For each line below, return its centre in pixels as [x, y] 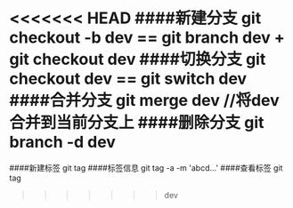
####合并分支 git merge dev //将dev [145, 101]
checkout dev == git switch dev [128, 79]
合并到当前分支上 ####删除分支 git [137, 123]
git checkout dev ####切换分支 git [138, 60]
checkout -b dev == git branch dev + [147, 38]
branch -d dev [62, 142]
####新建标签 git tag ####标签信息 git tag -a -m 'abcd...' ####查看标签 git [146, 168]
